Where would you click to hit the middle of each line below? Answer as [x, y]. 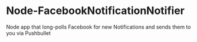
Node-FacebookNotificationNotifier [95, 11]
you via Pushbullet [29, 33]
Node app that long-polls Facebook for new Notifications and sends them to [98, 27]
